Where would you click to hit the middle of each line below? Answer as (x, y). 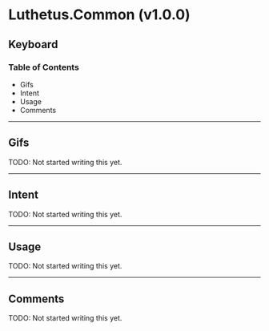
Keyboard (33, 44)
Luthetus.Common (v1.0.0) (99, 15)
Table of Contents (44, 67)
